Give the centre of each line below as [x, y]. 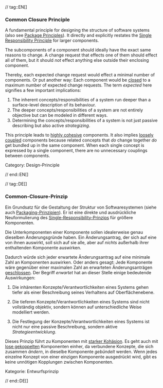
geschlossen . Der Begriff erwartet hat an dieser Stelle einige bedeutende [78, 272]
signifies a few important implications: [43, 90]
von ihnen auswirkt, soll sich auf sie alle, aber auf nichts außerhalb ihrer [77, 242]
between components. [27, 156]
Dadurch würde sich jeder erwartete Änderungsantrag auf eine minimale [78, 257]
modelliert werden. [31, 312]
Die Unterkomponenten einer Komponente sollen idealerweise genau [74, 232]
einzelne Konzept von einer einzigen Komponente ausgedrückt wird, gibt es [81, 356]
